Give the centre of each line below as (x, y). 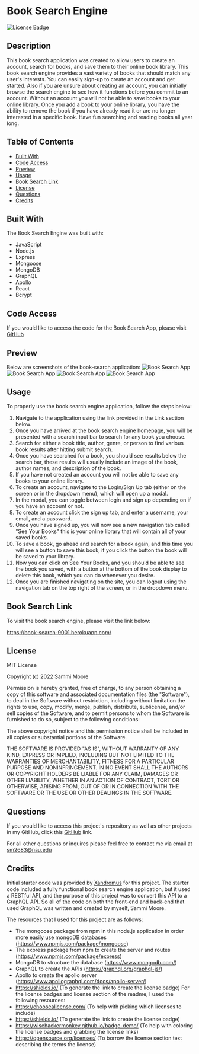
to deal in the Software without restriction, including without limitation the (96, 701)
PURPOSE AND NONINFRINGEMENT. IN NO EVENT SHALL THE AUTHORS (98, 768)
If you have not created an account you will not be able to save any (97, 474)
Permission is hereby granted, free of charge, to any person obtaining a (94, 688)
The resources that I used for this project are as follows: (75, 919)
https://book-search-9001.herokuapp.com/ (59, 632)
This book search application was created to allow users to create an (91, 60)
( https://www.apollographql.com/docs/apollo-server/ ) (81, 982)
